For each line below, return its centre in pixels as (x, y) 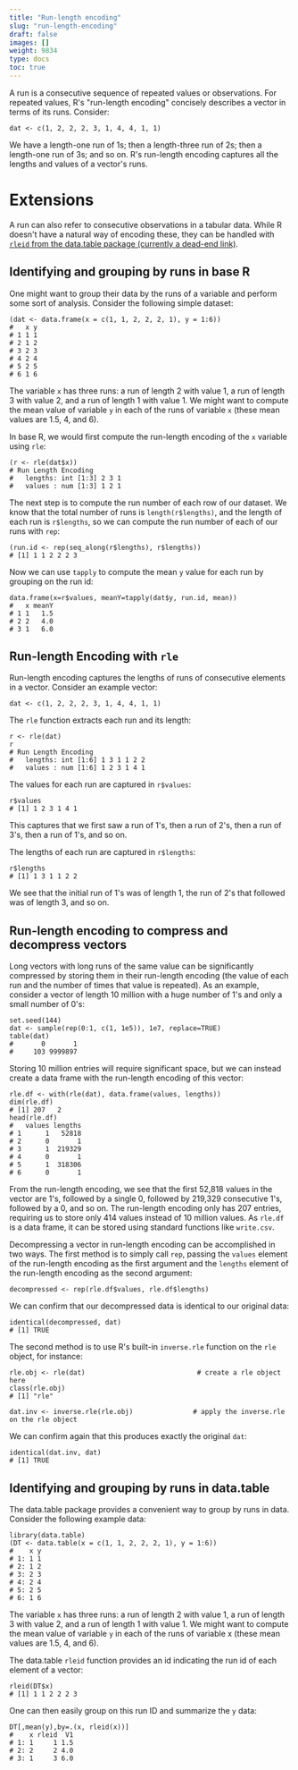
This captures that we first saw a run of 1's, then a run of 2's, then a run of (146, 826)
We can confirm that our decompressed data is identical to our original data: (149, 1306)
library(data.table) (48, 1536)
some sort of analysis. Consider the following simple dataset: (121, 303)
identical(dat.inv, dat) (55, 1453)
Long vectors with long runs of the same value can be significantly (132, 966)
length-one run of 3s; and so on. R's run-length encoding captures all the (144, 154)
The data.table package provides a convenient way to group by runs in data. (149, 1510)
